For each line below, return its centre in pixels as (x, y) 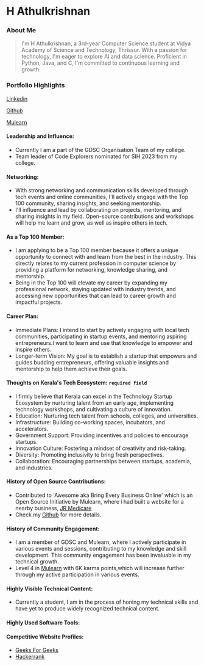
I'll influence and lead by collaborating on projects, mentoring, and (98, 210)
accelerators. (32, 429)
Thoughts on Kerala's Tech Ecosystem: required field (77, 383)
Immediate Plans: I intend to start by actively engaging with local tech (102, 330)
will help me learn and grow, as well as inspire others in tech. (91, 223)
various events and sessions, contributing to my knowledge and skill (101, 549)
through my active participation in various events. (77, 574)
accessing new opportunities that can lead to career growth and (96, 296)
